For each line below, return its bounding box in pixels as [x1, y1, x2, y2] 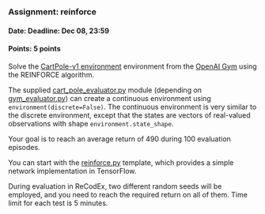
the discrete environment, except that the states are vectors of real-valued [8, 110, 251, 120]
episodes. [8, 142, 41, 152]
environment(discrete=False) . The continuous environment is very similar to [8, 102, 257, 111]
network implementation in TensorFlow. [8, 166, 137, 175]
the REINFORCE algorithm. [8, 69, 95, 79]
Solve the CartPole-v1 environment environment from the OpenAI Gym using [8, 62, 257, 71]
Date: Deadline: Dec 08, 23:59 [8, 26, 109, 36]
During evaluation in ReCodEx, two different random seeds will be [8, 181, 222, 191]
